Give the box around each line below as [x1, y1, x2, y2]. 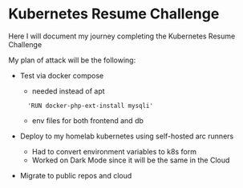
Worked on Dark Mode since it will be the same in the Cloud [31, 155, 230, 165]
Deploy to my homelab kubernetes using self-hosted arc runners [19, 131, 234, 141]
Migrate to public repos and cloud [19, 170, 132, 180]
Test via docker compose [19, 70, 104, 80]
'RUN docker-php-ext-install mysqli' [27, 102, 154, 110]
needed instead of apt [31, 86, 106, 96]
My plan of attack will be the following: [8, 55, 136, 65]
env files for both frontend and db [31, 115, 144, 125]
